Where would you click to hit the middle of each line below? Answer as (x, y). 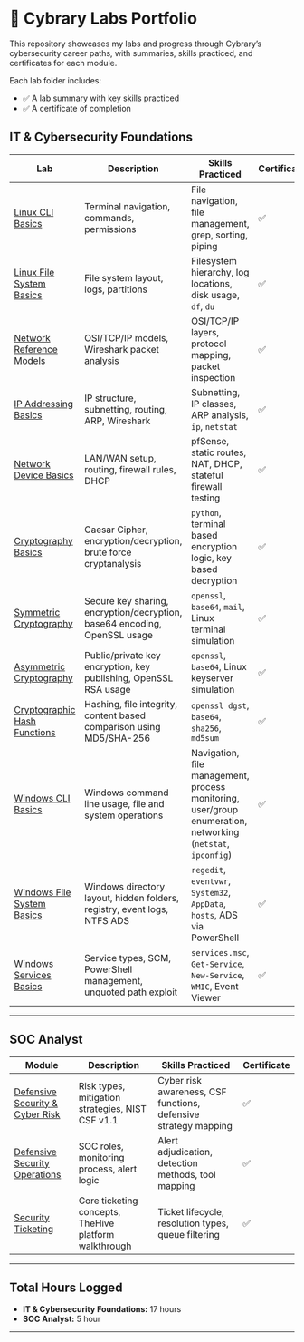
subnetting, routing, (126, 409)
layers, (205, 332)
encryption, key (118, 666)
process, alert (108, 1169)
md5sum (205, 738)
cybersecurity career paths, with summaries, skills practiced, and (131, 53)
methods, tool (187, 1174)
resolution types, (193, 1223)
